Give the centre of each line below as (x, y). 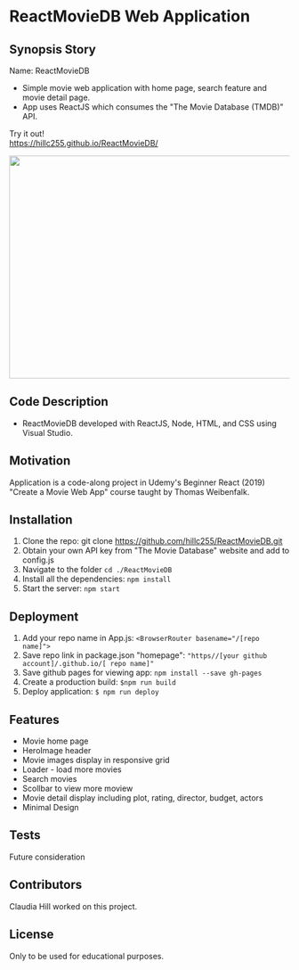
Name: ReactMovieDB (49, 70)
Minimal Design (50, 808)
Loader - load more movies (72, 769)
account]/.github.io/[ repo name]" (88, 664)
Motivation (40, 461)
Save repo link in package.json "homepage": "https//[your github (145, 655)
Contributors (46, 885)
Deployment (44, 617)
